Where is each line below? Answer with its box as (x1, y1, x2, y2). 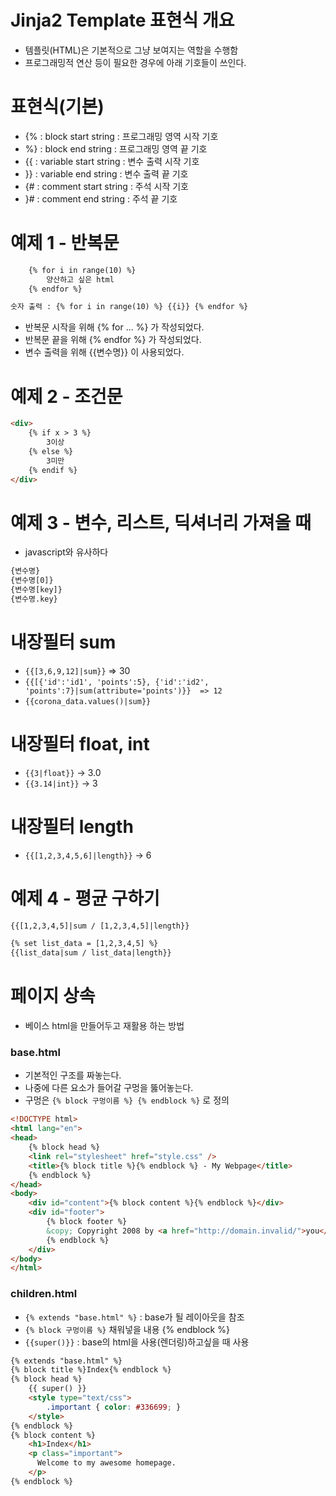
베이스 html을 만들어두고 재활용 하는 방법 (24, 1020, 185, 1032)
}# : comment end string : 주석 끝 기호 (24, 192, 178, 205)
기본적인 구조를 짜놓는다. (24, 1069, 122, 1081)
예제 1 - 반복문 (10, 232, 120, 255)
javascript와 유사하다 (24, 546, 109, 558)
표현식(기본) (10, 96, 105, 118)
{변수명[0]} (10, 576, 54, 586)
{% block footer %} (46, 1217, 128, 1227)
